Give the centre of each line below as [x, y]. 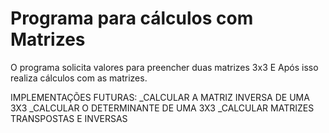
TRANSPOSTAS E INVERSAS [69, 118]
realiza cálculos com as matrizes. [79, 78]
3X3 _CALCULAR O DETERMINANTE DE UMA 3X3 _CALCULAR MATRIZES [162, 108]
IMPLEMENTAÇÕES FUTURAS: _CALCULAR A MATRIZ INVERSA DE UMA [160, 97]
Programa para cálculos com [132, 18]
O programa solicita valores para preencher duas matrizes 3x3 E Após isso [164, 67]
